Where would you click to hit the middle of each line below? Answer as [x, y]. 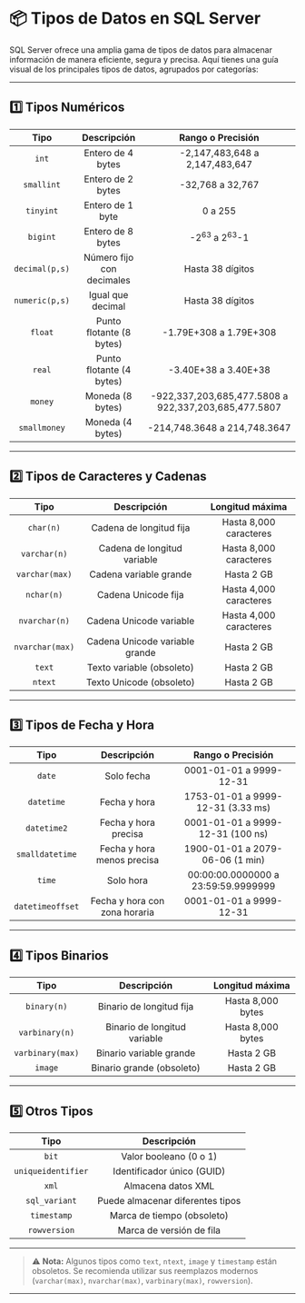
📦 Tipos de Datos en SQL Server [135, 19]
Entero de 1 [109, 204]
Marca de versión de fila [169, 1230]
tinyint [42, 210]
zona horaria [127, 912]
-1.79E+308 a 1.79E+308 [219, 332]
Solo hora [128, 880]
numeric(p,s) [42, 300]
